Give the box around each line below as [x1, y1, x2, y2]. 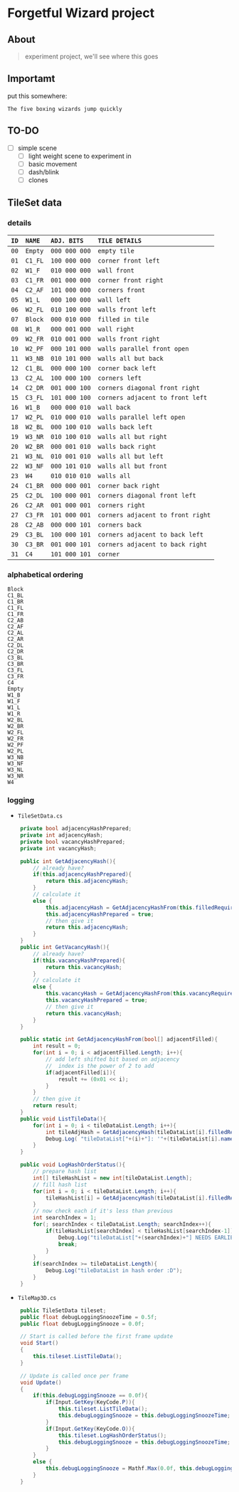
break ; [58, 1240, 78, 1248]
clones [28, 176, 48, 184]
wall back [97, 403, 131, 411]
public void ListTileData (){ [20, 1115, 107, 1122]
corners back [97, 521, 142, 529]
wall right [97, 325, 135, 333]
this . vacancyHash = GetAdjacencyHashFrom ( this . [45, 990, 190, 998]
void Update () [20, 1379, 62, 1386]
